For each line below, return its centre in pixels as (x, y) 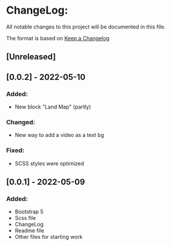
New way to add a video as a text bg (59, 135)
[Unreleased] (31, 57)
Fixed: (15, 151)
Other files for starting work (49, 237)
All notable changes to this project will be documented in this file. (86, 27)
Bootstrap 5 (29, 212)
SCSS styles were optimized (49, 163)
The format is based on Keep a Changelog (58, 38)
